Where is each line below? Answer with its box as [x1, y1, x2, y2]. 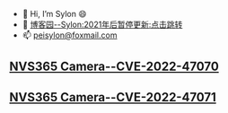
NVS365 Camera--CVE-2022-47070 [9, 59, 220, 74]
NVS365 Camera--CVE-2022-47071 [9, 90, 217, 105]
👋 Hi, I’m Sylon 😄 [22, 9, 87, 19]
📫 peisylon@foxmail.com [22, 30, 118, 40]
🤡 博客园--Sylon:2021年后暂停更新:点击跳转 [22, 19, 183, 30]
